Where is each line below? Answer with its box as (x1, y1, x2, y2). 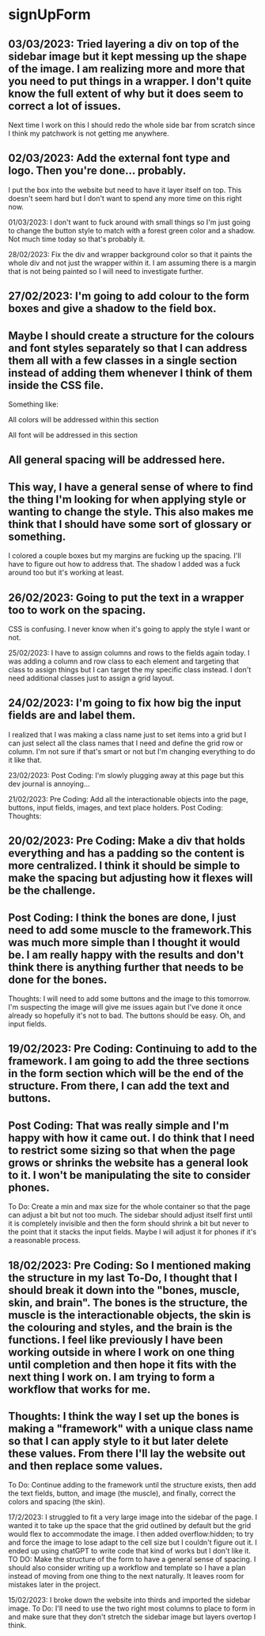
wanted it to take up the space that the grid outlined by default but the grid (8, 1521, 252, 1530)
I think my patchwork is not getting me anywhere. (8, 129, 169, 138)
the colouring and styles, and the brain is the (8, 1320, 233, 1334)
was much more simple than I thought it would (8, 935, 240, 949)
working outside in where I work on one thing (8, 1345, 235, 1359)
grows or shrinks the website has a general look (8, 1156, 249, 1169)
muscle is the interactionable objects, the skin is (8, 1308, 252, 1322)
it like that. (8, 755, 42, 764)
